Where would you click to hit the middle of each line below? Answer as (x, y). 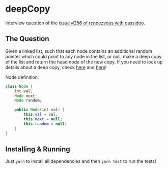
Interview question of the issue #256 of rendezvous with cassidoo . (75, 23)
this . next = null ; (43, 119)
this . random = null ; (45, 124)
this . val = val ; (41, 115)
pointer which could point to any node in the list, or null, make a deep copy (83, 56)
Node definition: (22, 77)
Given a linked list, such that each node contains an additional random (79, 51)
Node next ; (26, 96)
